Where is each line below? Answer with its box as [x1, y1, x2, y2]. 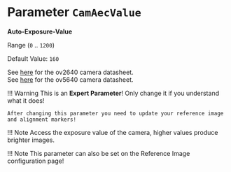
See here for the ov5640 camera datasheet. [7, 75, 134, 84]
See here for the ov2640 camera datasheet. [7, 68, 134, 76]
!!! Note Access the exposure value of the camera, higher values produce [7, 128, 218, 136]
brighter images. [7, 136, 55, 144]
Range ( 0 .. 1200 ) [7, 41, 55, 49]
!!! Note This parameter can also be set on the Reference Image [7, 149, 190, 157]
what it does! [7, 96, 45, 105]
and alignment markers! [7, 116, 77, 123]
